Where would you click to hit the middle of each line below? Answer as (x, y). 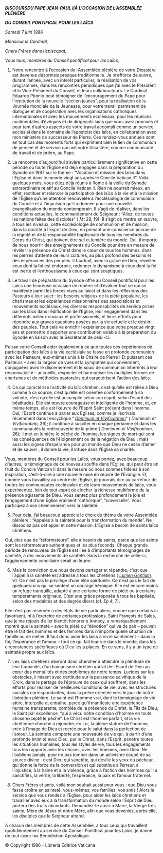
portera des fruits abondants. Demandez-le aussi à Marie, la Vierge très (84, 805)
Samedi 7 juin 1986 (24, 32)
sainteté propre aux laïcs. (30, 652)
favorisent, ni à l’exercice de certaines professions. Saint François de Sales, (81, 616)
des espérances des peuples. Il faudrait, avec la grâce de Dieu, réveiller (84, 261)
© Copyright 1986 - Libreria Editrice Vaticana (50, 845)
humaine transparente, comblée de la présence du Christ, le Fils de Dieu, (85, 708)
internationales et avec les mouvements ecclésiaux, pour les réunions (82, 116)
